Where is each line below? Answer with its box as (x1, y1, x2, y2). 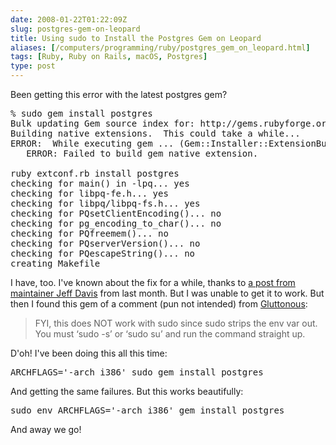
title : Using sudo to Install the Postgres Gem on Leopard (10, 33, 262, 43)
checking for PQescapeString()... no (10, 248, 196, 259)
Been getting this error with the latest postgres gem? (10, 89, 228, 100)
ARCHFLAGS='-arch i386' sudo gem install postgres (10, 367, 264, 378)
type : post (10, 61, 56, 71)
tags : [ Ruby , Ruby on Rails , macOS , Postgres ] (10, 52, 208, 62)
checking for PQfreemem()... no (10, 228, 169, 239)
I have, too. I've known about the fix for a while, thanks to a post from (10, 277, 296, 288)
